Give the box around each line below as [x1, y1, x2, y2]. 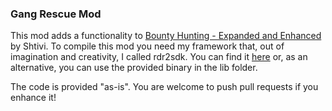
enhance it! [10, 92, 57, 104]
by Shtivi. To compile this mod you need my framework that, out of [10, 40, 285, 52]
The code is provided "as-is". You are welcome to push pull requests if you [10, 81, 319, 93]
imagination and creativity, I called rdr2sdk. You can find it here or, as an [10, 51, 308, 63]
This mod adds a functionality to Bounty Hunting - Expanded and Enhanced [10, 30, 322, 42]
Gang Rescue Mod [10, 7, 102, 21]
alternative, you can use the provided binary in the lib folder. [10, 62, 258, 74]
